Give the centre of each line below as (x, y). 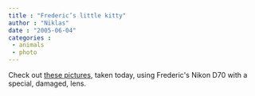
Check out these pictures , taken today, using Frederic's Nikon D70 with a (128, 75)
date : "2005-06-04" (43, 30)
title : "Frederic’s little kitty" (67, 15)
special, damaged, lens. (47, 83)
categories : (30, 38)
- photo (24, 52)
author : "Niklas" (39, 23)
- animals (28, 45)
